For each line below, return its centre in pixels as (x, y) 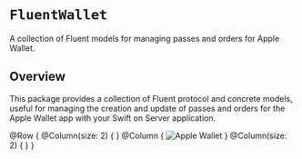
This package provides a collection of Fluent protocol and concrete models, (151, 98)
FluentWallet (58, 15)
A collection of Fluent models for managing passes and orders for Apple (145, 38)
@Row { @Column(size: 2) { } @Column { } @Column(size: (148, 135)
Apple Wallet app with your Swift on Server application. (113, 118)
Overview (38, 77)
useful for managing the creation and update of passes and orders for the (147, 108)
